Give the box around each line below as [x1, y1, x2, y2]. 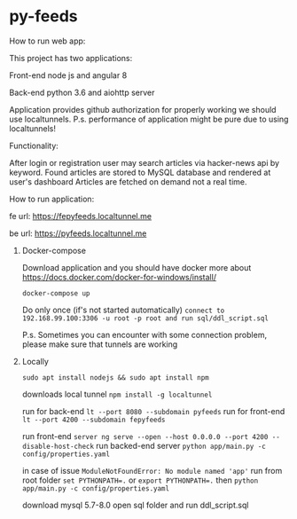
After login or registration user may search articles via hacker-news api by [9, 157, 280, 168]
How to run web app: [9, 35, 86, 46]
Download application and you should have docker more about [21, 262, 252, 272]
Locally [21, 356, 49, 366]
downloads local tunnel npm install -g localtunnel [21, 389, 213, 399]
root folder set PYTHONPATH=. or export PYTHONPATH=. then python [21, 475, 259, 485]
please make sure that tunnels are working [21, 339, 178, 350]
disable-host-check [21, 442, 95, 451]
